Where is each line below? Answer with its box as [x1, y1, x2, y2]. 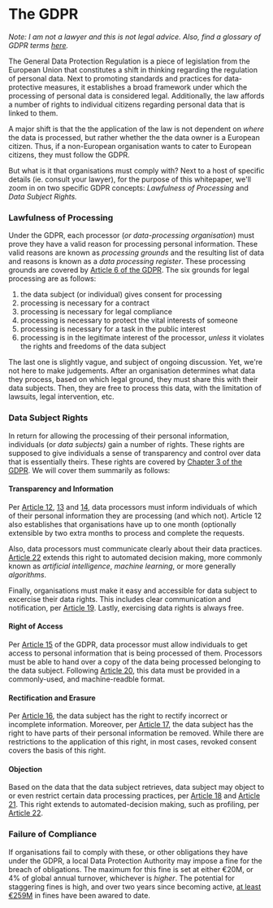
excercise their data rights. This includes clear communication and [8, 594, 232, 603]
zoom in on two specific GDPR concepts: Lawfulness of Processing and [8, 182, 249, 192]
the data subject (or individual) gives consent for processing [19, 290, 223, 300]
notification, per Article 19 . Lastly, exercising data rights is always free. [8, 603, 245, 612]
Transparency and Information [8, 484, 114, 493]
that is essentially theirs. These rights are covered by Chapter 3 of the [8, 457, 242, 467]
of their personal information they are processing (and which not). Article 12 [8, 511, 262, 520]
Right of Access [8, 621, 63, 631]
